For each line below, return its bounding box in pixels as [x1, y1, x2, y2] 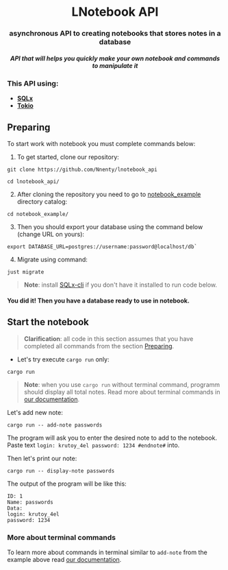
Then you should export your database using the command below [16, 223, 203, 231]
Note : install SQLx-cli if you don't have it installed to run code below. [23, 281, 218, 289]
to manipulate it [92, 61, 138, 69]
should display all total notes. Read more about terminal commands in [23, 388, 220, 396]
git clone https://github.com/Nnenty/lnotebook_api [7, 166, 157, 174]
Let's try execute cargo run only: [16, 355, 110, 364]
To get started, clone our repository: [16, 153, 120, 161]
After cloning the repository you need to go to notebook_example [16, 190, 201, 199]
